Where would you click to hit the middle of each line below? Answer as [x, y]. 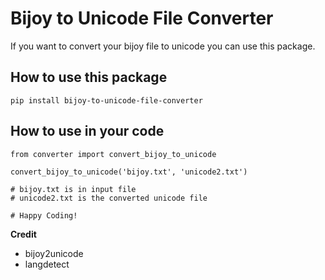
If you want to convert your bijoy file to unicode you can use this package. [163, 46]
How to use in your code [87, 131]
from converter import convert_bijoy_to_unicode [113, 154]
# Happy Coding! [44, 215]
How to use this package [89, 77]
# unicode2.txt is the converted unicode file [109, 198]
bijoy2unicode [54, 253]
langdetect [47, 264]
